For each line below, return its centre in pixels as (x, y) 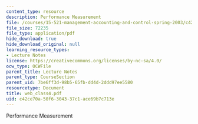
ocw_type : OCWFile (29, 66)
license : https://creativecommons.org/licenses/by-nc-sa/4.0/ (84, 61)
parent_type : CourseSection (41, 77)
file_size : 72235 (27, 28)
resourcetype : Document (35, 88)
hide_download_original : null (43, 45)
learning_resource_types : (38, 50)
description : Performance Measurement (54, 17)
